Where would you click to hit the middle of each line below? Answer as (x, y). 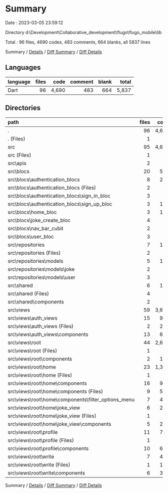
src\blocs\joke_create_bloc (39, 220)
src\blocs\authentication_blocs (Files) (52, 188)
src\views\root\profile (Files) (41, 440)
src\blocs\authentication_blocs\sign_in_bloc (59, 196)
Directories (23, 108)
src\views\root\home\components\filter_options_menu (71, 399)
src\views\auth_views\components (48, 334)
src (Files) (19, 155)
